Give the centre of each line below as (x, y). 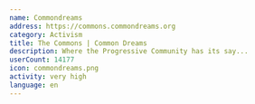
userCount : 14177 (42, 60)
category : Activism (46, 34)
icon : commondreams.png (54, 69)
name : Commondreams (46, 18)
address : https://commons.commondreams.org (93, 26)
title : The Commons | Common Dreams (78, 43)
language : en (34, 85)
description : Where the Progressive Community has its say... (129, 52)
